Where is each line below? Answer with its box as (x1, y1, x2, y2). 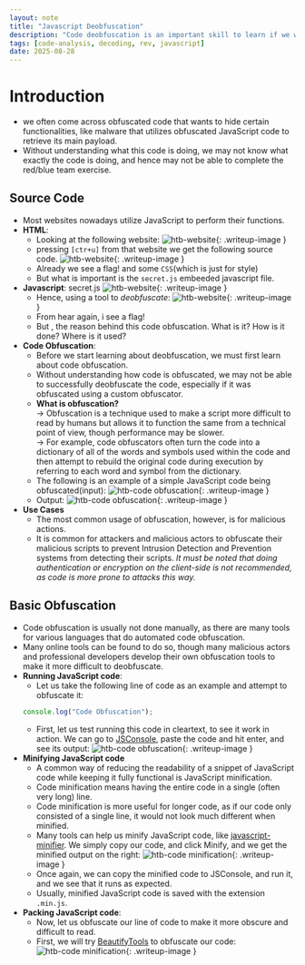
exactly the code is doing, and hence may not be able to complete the (22, 155, 284, 166)
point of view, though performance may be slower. (35, 427, 225, 438)
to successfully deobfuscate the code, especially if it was (35, 379, 251, 389)
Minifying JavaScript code (22, 753, 125, 763)
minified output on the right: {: (35, 849, 239, 860)
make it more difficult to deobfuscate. (22, 660, 163, 672)
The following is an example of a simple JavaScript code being (35, 475, 271, 486)
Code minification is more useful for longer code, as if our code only (35, 801, 292, 812)
